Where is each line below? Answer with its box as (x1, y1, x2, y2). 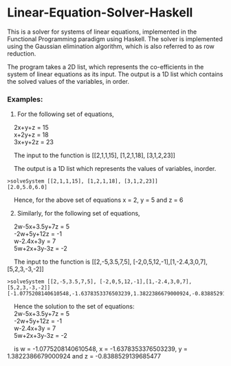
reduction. (7, 49, 36, 58)
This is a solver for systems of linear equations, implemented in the (7, 27, 197, 36)
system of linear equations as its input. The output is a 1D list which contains (7, 70, 223, 78)
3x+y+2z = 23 (13, 138, 54, 146)
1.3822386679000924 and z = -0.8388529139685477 (7, 352, 162, 361)
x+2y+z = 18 (13, 130, 49, 139)
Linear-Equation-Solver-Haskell (7, 5, 193, 21)
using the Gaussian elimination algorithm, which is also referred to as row (7, 42, 215, 50)
